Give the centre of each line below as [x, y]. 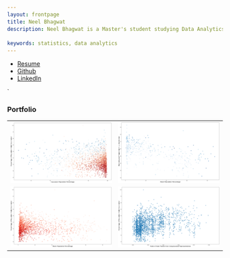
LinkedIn [29, 78]
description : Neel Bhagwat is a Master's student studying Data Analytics [116, 29]
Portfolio [22, 110]
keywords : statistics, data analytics [62, 44]
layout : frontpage [33, 14]
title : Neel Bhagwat [37, 22]
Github [26, 71]
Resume [28, 64]
